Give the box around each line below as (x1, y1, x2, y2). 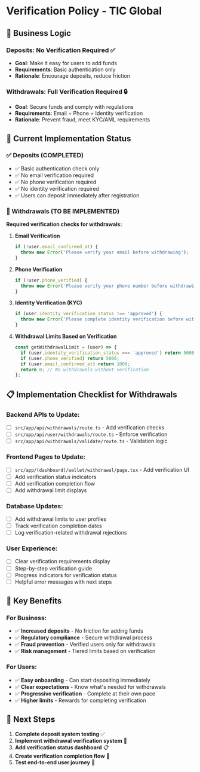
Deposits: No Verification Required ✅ (6, 46, 116, 54)
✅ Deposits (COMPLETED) (6, 151, 84, 160)
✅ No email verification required (14, 172, 94, 179)
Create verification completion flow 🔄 (14, 752, 110, 759)
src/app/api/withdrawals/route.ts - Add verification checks (14, 423, 165, 431)
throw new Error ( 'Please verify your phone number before (20, 283, 168, 289)
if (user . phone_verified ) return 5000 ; (20, 355, 120, 361)
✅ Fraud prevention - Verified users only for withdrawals (14, 641, 156, 648)
